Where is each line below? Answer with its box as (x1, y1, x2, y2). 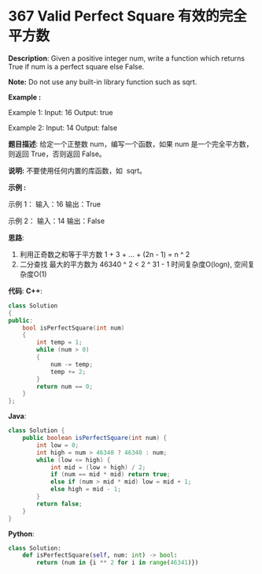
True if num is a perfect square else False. (8, 61, 145, 71)
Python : (8, 529, 35, 539)
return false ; (36, 500, 83, 508)
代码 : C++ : (8, 285, 43, 296)
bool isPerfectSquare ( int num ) (22, 324, 125, 332)
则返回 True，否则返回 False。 (8, 149, 106, 158)
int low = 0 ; (36, 441, 79, 449)
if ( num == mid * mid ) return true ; (50, 471, 171, 479)
